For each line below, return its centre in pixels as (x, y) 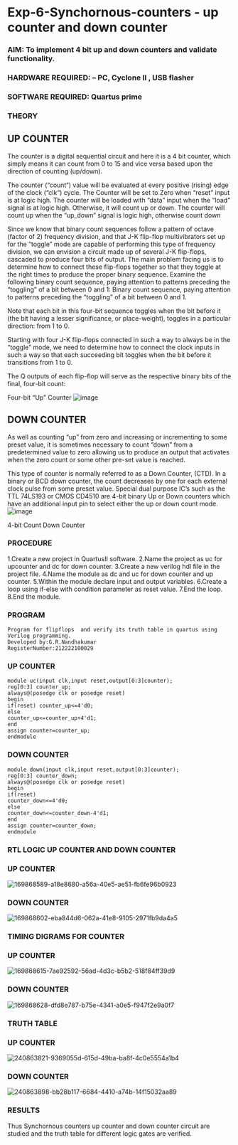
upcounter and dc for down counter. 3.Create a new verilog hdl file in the (114, 566)
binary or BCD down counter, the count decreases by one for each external (117, 481)
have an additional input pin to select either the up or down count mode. (113, 504)
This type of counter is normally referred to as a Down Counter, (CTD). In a (117, 473)
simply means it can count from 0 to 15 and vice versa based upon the (110, 164)
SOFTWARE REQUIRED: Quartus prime (75, 97)
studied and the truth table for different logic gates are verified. (99, 1133)
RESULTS (24, 1110)
